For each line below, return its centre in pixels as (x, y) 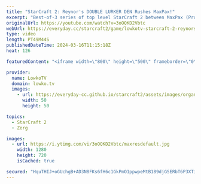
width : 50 (34, 100)
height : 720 (32, 156)
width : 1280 (32, 150)
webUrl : (16, 28)
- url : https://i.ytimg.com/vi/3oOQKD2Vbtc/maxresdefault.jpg (91, 144)
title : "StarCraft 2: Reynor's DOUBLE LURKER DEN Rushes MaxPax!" (91, 12)
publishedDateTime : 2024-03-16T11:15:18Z (59, 46)
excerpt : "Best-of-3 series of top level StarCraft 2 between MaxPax (95, 17)
